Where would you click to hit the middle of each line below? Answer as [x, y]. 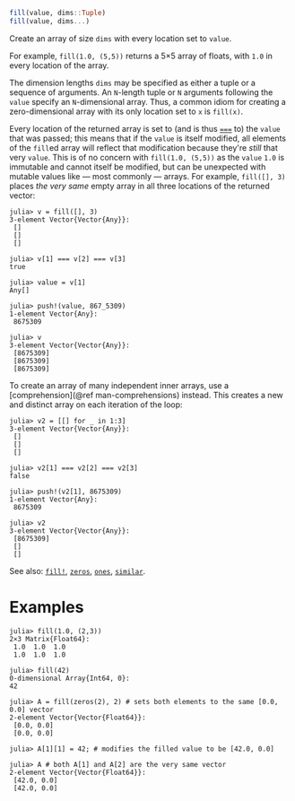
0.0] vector [31, 710]
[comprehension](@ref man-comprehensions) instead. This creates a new [147, 395]
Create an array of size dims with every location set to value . [121, 38]
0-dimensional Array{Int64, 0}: [69, 678]
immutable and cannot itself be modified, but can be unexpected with [138, 167]
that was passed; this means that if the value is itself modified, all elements [148, 138]
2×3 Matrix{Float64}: [50, 639]
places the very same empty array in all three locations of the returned [140, 186]
